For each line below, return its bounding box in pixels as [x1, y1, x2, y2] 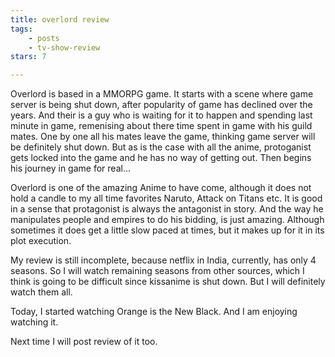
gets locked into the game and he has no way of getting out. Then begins [10, 152, 312, 164]
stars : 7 [10, 52, 47, 62]
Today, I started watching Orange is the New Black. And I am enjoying [10, 306, 298, 318]
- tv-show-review [28, 42, 101, 53]
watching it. [10, 316, 59, 328]
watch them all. [10, 286, 73, 298]
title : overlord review [10, 14, 110, 25]
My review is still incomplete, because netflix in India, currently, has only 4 [10, 254, 317, 266]
